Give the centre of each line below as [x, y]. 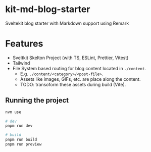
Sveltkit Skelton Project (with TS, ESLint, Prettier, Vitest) [70, 58]
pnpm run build [21, 140]
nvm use [13, 112]
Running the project [37, 100]
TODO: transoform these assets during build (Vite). [73, 84]
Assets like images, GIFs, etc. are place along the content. [80, 79]
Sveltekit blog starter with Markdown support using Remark [67, 23]
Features [24, 44]
